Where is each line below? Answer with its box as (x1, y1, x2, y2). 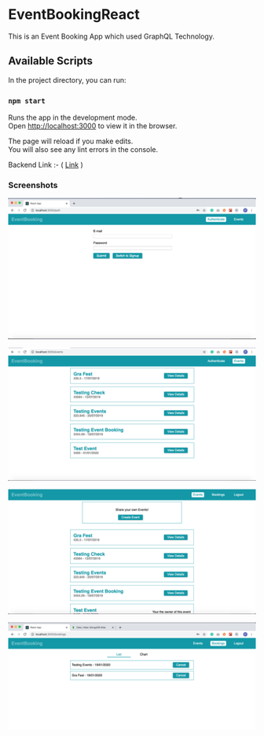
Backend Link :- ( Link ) (8, 160, 84, 170)
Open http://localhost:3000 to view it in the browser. (8, 121, 178, 131)
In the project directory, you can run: (8, 75, 126, 84)
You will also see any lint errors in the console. (8, 145, 159, 154)
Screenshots (8, 179, 58, 190)
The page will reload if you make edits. (8, 136, 134, 146)
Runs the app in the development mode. (8, 113, 137, 123)
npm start (8, 96, 46, 105)
